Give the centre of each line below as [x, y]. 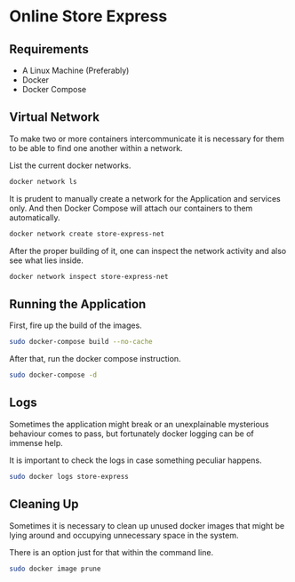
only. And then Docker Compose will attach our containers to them [131, 208]
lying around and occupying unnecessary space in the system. [124, 535]
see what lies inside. [47, 260]
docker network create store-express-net [87, 234]
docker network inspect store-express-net [89, 276]
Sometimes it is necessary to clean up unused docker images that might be [147, 525]
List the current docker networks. [70, 165]
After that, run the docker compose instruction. [95, 359]
